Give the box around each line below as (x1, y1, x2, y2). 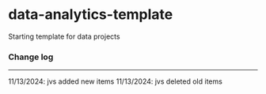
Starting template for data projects (8, 32, 120, 41)
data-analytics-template (8, 6, 173, 24)
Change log (8, 51, 54, 62)
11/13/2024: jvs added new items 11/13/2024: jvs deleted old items (8, 77, 223, 86)
